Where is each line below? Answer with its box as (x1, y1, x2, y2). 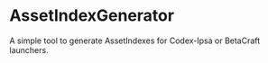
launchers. (9, 44, 49, 55)
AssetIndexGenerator (9, 5, 174, 26)
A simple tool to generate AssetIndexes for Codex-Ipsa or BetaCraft (9, 35, 261, 46)
